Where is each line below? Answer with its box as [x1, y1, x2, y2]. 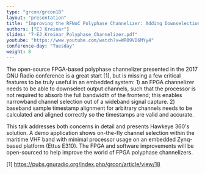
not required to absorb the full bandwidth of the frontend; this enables [6, 91, 182, 98]
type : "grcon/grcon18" [6, 9, 64, 15]
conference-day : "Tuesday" [6, 43, 75, 49]
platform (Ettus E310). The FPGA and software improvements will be [23, 142, 194, 150]
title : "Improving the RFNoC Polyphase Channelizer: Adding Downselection [6, 20, 201, 26]
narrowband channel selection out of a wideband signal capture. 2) [6, 98, 175, 105]
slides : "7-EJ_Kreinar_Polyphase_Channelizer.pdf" [6, 32, 138, 38]
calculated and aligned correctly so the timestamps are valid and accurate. [6, 111, 194, 118]
